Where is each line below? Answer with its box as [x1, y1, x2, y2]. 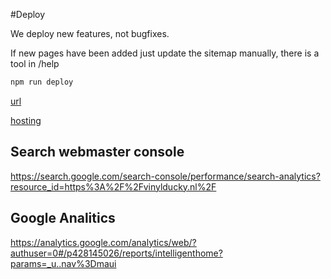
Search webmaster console [10, 144, 185, 161]
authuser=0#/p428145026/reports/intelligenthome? [10, 247, 223, 259]
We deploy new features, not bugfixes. [10, 28, 170, 39]
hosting [10, 114, 42, 126]
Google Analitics [10, 210, 116, 227]
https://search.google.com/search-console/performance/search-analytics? [10, 170, 321, 182]
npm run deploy [10, 77, 74, 87]
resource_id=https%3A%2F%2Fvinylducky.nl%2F [10, 180, 217, 193]
